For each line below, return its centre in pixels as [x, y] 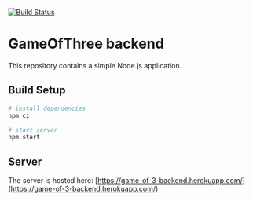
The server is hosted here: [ [53, 181]
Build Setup [37, 90]
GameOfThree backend [86, 44]
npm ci [19, 115]
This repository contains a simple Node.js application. [95, 65]
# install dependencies [47, 108]
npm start [24, 137]
